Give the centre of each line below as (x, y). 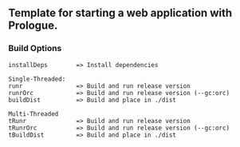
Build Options (35, 49)
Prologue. (33, 26)
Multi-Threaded (33, 114)
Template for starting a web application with (120, 13)
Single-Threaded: (37, 79)
